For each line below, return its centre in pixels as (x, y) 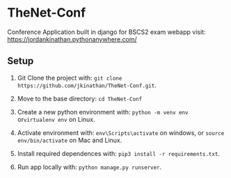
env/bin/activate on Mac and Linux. (70, 140)
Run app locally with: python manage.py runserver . (89, 167)
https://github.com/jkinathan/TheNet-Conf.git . (87, 85)
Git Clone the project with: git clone (70, 78)
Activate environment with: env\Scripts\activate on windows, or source (121, 132)
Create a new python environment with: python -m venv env (103, 112)
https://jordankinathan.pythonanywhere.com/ (72, 39)
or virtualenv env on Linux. (56, 119)
